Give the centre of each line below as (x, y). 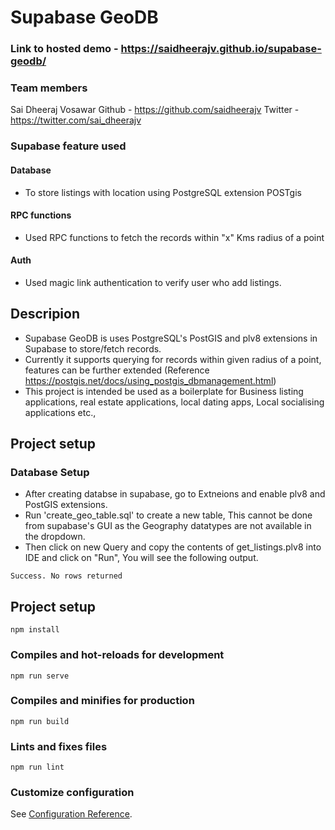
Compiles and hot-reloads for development (117, 655)
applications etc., (60, 412)
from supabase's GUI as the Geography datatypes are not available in (168, 526)
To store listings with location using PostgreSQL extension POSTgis (163, 192)
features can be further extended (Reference (117, 370)
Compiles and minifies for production (102, 701)
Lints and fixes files (59, 746)
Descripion (45, 314)
